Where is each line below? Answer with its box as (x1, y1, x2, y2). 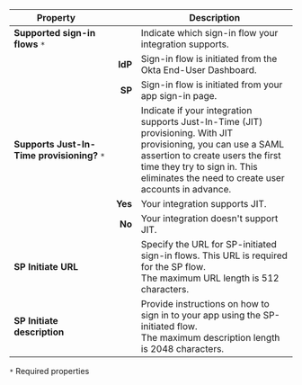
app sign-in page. (140, 90, 218, 102)
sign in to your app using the (140, 309, 262, 321)
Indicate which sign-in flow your (140, 27, 279, 39)
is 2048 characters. (140, 343, 225, 354)
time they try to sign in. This (140, 161, 258, 173)
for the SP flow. (140, 261, 207, 273)
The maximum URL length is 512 (140, 272, 280, 284)
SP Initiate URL (13, 261, 79, 273)
